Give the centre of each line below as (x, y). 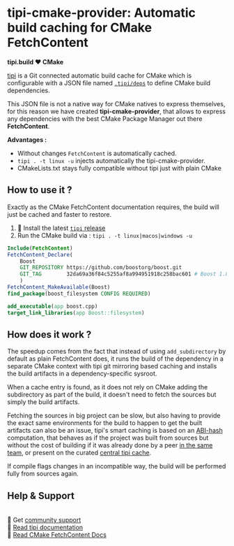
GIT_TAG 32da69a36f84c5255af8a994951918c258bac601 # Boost (118, 274)
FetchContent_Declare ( (40, 254)
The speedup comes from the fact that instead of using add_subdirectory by (117, 352)
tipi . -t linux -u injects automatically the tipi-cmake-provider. (111, 160)
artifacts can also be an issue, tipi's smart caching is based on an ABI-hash (115, 431)
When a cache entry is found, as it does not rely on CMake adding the (108, 387)
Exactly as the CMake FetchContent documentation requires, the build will (113, 207)
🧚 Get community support (44, 520)
